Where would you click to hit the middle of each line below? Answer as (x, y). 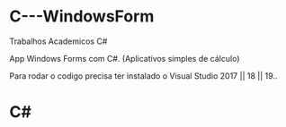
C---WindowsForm (82, 17)
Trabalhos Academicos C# (58, 41)
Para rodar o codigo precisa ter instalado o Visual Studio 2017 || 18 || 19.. (143, 76)
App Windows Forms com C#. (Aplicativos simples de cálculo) (125, 58)
